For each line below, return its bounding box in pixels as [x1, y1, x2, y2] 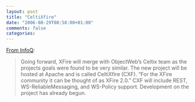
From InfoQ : [6, 47, 35, 54]
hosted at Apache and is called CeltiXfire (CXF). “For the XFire [20, 71, 173, 78]
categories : [6, 31, 35, 37]
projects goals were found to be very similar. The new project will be [20, 64, 187, 71]
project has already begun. [20, 90, 87, 97]
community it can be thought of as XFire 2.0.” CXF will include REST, [20, 77, 188, 84]
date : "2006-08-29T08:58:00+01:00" [6, 19, 94, 25]
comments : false [6, 25, 46, 31]
